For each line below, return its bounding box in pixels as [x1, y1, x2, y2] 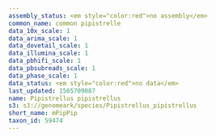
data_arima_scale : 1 [8, 34, 78, 43]
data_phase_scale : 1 [8, 72, 78, 80]
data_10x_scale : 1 [8, 27, 70, 35]
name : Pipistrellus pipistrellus [8, 94, 121, 102]
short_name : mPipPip [8, 110, 78, 118]
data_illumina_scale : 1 [8, 49, 89, 57]
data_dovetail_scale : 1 [8, 42, 89, 50]
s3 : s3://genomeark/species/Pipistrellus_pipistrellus [8, 102, 197, 110]
